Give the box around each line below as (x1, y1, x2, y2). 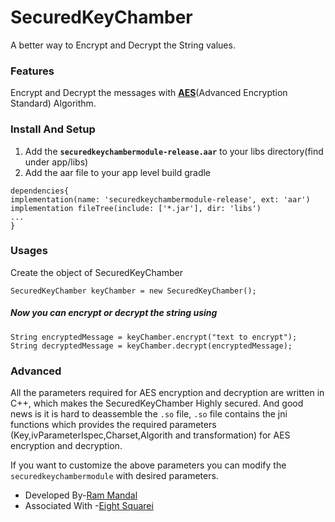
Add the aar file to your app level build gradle (24, 166, 212, 178)
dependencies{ (10, 186, 70, 196)
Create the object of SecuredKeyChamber (10, 266, 183, 278)
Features (10, 64, 55, 78)
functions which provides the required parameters (10, 419, 217, 431)
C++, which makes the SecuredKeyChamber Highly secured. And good (10, 397, 304, 410)
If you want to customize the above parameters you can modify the (10, 459, 287, 471)
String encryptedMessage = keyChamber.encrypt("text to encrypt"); (10, 332, 298, 342)
